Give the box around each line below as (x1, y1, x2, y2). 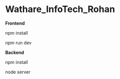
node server (5, 69, 31, 75)
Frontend (5, 20, 25, 26)
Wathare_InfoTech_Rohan (5, 4, 115, 15)
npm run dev (5, 39, 32, 46)
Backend (5, 49, 24, 55)
